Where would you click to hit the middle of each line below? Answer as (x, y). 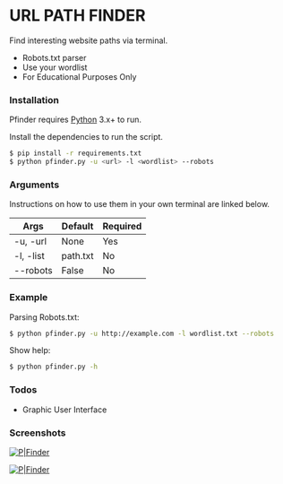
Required (122, 227)
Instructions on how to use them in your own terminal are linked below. (140, 204)
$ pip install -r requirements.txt (76, 153)
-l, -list (29, 256)
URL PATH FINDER (77, 16)
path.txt (77, 256)
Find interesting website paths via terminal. (89, 40)
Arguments (34, 185)
